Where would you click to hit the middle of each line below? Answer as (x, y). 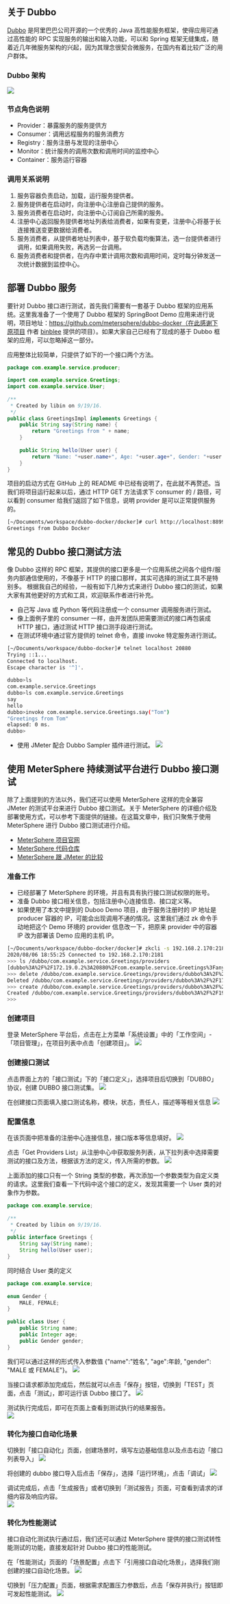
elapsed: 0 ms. (29, 725)
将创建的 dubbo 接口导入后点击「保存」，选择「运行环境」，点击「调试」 (108, 1473)
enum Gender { (27, 1296)
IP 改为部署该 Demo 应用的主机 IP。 (67, 935)
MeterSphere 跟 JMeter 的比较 (60, 857)
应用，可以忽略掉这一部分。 (58, 340)
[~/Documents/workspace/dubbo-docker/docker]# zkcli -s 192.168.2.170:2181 (117, 948)
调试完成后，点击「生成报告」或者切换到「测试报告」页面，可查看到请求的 (112, 1487)
